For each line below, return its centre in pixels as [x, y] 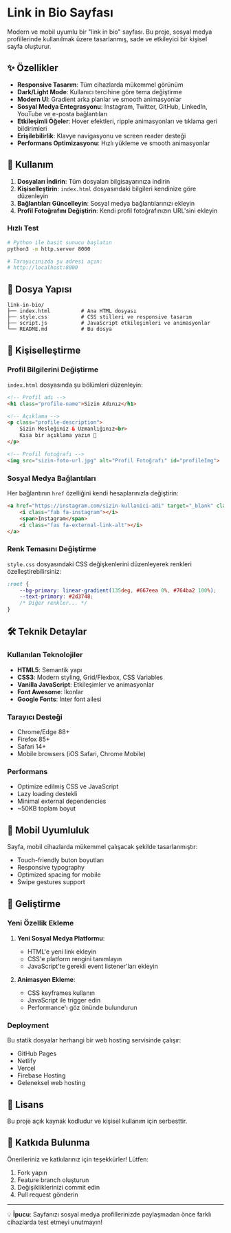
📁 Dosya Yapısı [40, 289]
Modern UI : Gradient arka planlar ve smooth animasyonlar [99, 99]
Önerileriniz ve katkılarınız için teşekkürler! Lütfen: [78, 1159]
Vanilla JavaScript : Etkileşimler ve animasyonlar [86, 684]
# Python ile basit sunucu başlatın [59, 242]
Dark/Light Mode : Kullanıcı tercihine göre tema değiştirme [99, 92]
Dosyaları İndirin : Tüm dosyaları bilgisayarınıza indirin [93, 181]
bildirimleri [32, 128]
